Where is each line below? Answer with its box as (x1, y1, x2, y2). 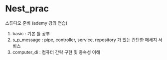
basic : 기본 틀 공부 (12, 30, 50, 36)
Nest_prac (5, 3, 49, 14)
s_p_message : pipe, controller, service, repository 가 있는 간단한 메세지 (12, 37, 158, 43)
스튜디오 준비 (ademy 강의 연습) (5, 20, 68, 26)
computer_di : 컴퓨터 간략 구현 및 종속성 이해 (12, 49, 101, 55)
